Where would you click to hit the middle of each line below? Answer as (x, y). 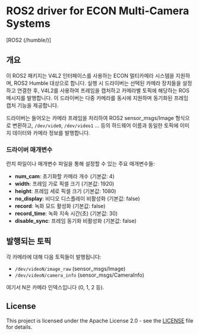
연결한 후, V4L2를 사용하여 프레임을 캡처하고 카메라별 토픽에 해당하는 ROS (103, 90)
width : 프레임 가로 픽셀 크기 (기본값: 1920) (64, 184)
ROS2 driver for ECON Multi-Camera (98, 11)
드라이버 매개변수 (29, 150)
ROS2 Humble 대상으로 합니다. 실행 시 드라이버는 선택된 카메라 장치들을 (97, 83)
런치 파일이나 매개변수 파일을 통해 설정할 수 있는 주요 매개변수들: (81, 164)
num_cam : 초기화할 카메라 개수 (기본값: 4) (64, 176)
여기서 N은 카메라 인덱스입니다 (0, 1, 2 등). (55, 287)
